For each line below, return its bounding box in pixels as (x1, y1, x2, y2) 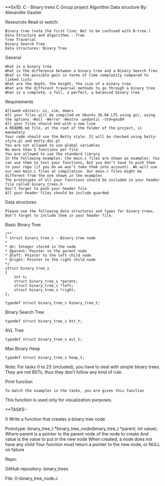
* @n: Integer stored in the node (5, 244, 76, 249)
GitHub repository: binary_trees (5, 466, 68, 472)
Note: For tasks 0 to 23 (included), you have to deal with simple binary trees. (5, 364, 161, 370)
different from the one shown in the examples (5, 173, 102, 178)
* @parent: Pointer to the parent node (5, 249, 87, 254)
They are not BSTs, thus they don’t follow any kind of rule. (5, 369, 123, 375)
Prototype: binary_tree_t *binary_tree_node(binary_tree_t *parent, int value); (5, 426, 158, 432)
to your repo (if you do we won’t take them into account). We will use (5, 165, 158, 170)
